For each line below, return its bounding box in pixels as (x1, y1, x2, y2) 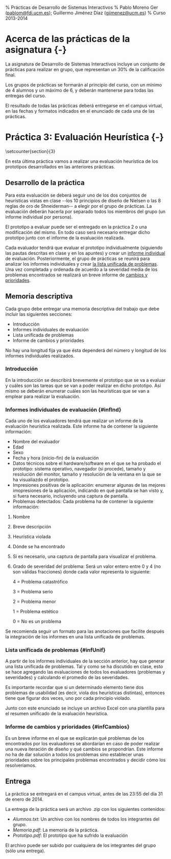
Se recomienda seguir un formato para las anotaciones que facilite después (5, 628, 165, 634)
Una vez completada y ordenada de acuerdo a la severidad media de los (5, 266, 158, 272)
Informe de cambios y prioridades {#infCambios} (5, 723, 130, 731)
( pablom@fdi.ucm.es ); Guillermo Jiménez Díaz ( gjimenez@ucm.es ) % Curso (5, 10, 166, 16)
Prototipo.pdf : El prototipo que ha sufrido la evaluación (12, 832, 128, 839)
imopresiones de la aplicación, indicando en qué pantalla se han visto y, (12, 487, 164, 493)
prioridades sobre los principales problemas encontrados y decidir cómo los (5, 757, 166, 763)
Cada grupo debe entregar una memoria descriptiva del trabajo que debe (5, 306, 160, 312)
